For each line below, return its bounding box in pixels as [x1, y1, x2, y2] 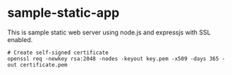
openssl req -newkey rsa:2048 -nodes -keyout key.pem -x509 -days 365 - [7, 55, 226, 62]
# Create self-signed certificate [7, 49, 109, 56]
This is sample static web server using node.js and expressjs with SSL [7, 28, 211, 36]
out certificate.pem [7, 61, 68, 68]
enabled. [7, 35, 33, 43]
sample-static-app [7, 5, 120, 21]
